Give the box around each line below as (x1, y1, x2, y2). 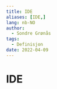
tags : (6, 36, 19, 42)
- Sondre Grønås (11, 31, 51, 37)
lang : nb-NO (6, 19, 35, 25)
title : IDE (6, 8, 33, 15)
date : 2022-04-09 (6, 47, 49, 53)
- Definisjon (11, 42, 43, 48)
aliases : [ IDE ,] (6, 14, 46, 20)
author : (6, 25, 25, 31)
